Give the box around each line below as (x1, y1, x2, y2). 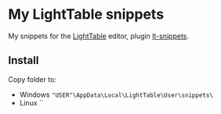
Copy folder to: (8, 74, 57, 84)
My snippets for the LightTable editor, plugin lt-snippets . (8, 31, 190, 41)
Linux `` (19, 98, 45, 107)
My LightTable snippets (8, 5, 165, 23)
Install (8, 54, 39, 67)
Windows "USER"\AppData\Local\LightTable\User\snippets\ (19, 90, 214, 99)
